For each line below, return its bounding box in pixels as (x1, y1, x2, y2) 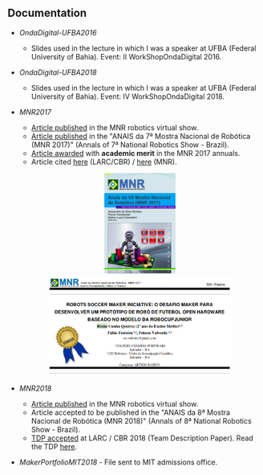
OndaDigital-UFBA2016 (18, 27, 97, 37)
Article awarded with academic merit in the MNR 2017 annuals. (30, 148, 241, 158)
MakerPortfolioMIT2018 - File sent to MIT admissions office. (18, 457, 218, 467)
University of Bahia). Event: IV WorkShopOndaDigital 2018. (30, 92, 225, 101)
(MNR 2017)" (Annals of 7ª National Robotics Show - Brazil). (30, 140, 229, 149)
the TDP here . (30, 441, 78, 451)
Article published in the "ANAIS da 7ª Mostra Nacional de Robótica (30, 131, 251, 141)
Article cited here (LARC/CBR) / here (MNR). (30, 157, 177, 166)
